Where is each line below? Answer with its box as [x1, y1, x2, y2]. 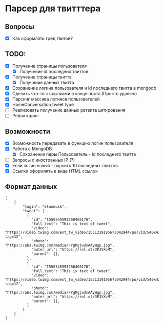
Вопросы [5, 23, 35, 31]
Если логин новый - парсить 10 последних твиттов [12, 162, 118, 168]
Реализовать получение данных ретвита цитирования [12, 107, 125, 113]
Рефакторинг [12, 113, 40, 119]
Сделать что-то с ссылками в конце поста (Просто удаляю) [12, 91, 137, 97]
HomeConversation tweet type [12, 101, 74, 108]
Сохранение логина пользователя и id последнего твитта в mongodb [12, 85, 157, 91]
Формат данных [5, 182, 57, 191]
